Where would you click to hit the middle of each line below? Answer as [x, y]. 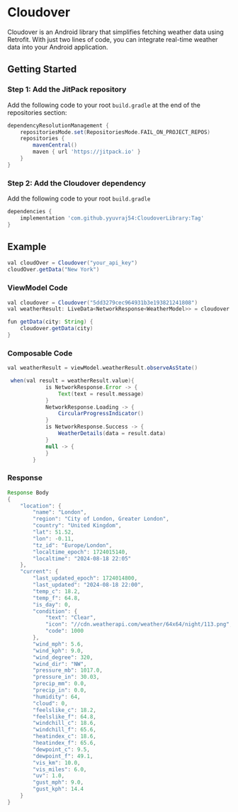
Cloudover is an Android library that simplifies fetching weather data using [116, 32]
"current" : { [39, 572]
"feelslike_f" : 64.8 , [65, 716]
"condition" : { [55, 611]
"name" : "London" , [60, 512]
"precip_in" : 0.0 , [60, 690]
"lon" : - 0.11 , [53, 538]
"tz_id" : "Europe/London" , [73, 545]
